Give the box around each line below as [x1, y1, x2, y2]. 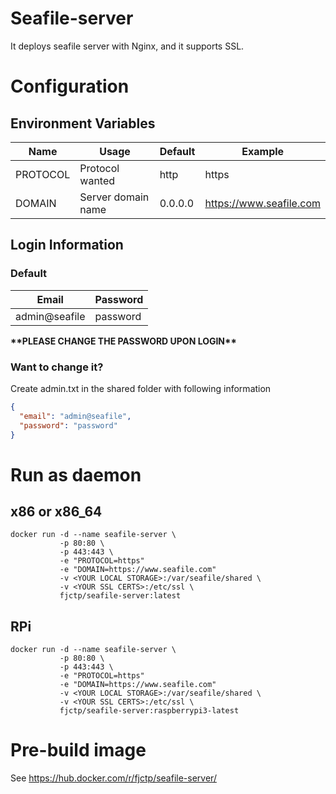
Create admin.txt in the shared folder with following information [10, 382, 272, 394]
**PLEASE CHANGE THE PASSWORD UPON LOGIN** [10, 335, 237, 347]
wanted [79, 173, 116, 187]
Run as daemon [10, 463, 142, 486]
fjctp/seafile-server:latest [59, 591, 182, 601]
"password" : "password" [19, 420, 118, 431]
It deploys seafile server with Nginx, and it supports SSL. [10, 40, 245, 52]
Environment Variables [10, 115, 156, 132]
